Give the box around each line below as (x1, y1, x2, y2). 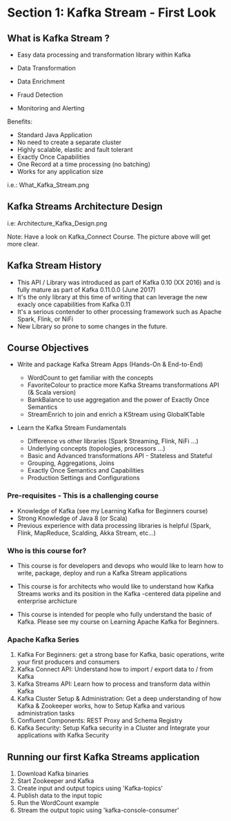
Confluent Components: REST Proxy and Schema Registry (17, 716, 183, 725)
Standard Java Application (17, 131, 93, 139)
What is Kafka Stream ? (7, 32, 110, 44)
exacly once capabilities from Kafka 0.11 (17, 300, 131, 308)
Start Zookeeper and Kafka (17, 777, 94, 785)
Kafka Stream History (7, 260, 102, 272)
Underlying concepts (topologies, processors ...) (27, 444, 165, 453)
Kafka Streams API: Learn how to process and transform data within (17, 680, 210, 688)
